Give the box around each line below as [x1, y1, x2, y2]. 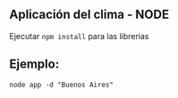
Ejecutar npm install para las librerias [9, 30, 149, 41]
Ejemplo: [9, 57, 60, 72]
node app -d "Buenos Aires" [9, 80, 114, 89]
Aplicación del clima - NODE [9, 7, 170, 22]
